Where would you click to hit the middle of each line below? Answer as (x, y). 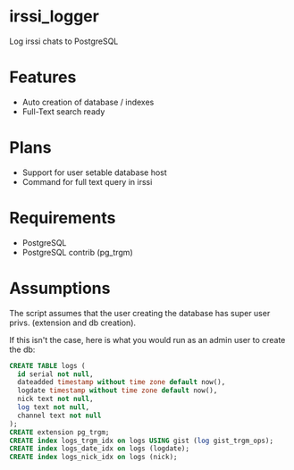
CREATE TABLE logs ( (48, 365)
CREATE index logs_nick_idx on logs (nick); (93, 457)
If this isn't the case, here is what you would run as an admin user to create (147, 340)
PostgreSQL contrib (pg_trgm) (77, 252)
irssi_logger (55, 17)
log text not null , (54, 407)
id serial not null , (55, 374)
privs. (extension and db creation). (73, 323)
